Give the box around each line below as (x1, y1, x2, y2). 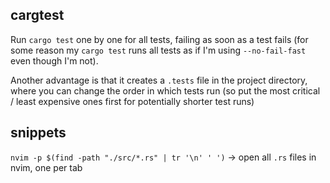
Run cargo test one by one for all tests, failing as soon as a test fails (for (10, 33, 309, 45)
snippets (10, 124, 67, 142)
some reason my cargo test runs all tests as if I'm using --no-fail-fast (10, 44, 307, 56)
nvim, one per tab (10, 161, 83, 173)
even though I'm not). (10, 54, 99, 67)
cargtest (10, 7, 65, 24)
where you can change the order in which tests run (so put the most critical (10, 84, 321, 97)
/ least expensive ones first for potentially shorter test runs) (10, 95, 255, 107)
